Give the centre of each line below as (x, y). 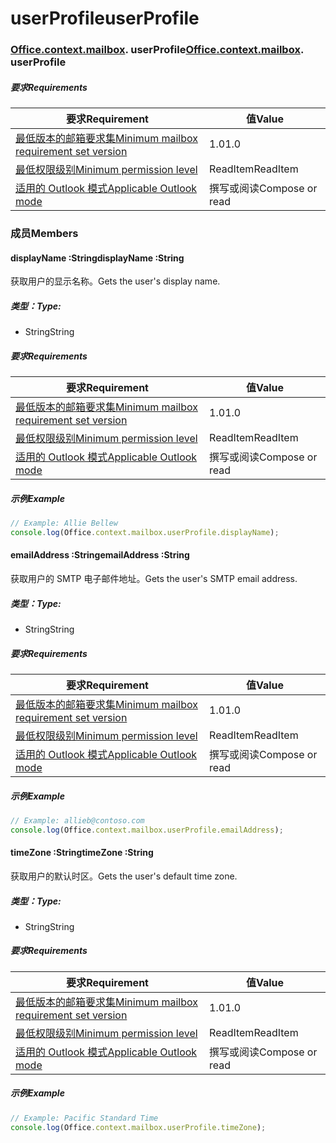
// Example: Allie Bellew (64, 523)
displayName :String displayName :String (97, 258)
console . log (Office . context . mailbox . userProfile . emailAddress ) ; (147, 830)
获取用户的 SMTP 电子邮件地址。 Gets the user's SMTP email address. (154, 579)
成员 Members (44, 233)
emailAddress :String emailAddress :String (100, 555)
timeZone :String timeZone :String (82, 853)
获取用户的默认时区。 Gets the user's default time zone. (124, 876)
